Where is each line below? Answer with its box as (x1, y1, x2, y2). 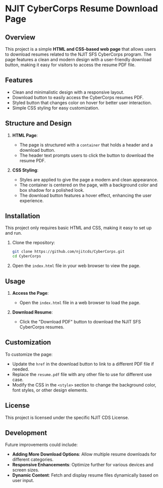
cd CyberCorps (12, 254, 41, 259)
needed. (12, 366, 29, 372)
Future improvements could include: (5, 442, 78, 448)
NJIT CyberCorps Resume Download (5, 3, 158, 14)
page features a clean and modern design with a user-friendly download (5, 57, 152, 62)
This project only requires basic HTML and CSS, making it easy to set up (5, 225, 152, 231)
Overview (5, 33, 36, 41)
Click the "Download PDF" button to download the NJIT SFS (19, 319, 141, 324)
